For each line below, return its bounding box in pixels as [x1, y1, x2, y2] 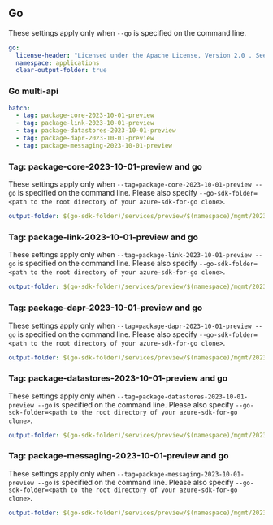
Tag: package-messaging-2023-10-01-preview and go [8, 450, 229, 462]
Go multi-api [8, 85, 59, 97]
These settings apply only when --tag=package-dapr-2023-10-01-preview [8, 321, 252, 330]
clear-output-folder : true [15, 67, 107, 75]
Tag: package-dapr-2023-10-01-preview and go [8, 302, 203, 313]
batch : [8, 104, 31, 112]
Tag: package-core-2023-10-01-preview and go [8, 161, 203, 172]
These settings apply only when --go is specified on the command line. [8, 28, 246, 37]
